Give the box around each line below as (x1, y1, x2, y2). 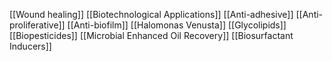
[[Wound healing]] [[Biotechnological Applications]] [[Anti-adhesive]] (9, 9, 294, 20)
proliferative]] (9, 19, 66, 31)
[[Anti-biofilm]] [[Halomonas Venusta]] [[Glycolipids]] (67, 19, 287, 31)
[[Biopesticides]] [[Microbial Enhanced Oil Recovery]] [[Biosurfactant (9, 30, 294, 41)
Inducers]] (9, 40, 52, 52)
